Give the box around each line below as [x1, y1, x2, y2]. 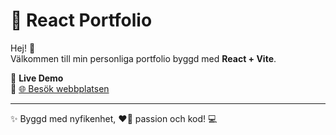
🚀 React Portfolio [10, 9, 153, 32]
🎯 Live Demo [10, 72, 64, 84]
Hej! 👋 [10, 42, 36, 54]
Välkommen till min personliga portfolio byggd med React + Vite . [10, 52, 277, 64]
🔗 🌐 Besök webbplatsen [10, 82, 110, 94]
